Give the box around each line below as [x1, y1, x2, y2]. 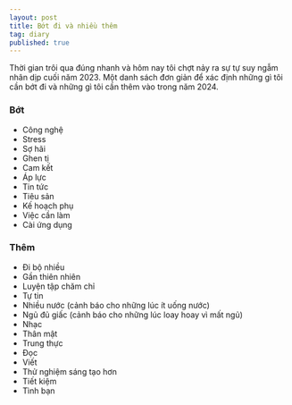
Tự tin [21, 290, 44, 300]
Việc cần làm [21, 209, 71, 220]
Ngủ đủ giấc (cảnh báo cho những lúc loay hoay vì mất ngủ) [21, 309, 244, 320]
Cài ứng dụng [21, 219, 73, 230]
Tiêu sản [21, 190, 55, 201]
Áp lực [21, 172, 47, 182]
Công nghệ [21, 124, 64, 135]
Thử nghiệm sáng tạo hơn [21, 366, 118, 376]
